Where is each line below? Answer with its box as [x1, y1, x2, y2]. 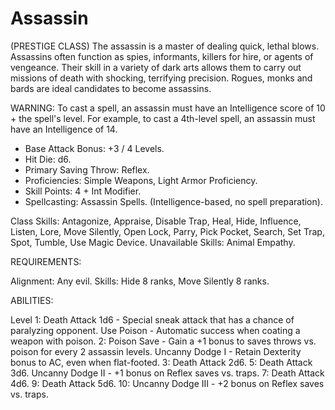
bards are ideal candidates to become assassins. [10, 82, 212, 94]
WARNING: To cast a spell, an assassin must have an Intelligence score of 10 [10, 102, 326, 114]
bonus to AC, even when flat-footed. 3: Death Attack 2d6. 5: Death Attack [10, 356, 313, 368]
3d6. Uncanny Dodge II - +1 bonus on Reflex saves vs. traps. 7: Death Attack [10, 367, 325, 379]
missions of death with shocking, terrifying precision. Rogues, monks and [10, 72, 313, 84]
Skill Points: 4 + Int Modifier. [24, 185, 142, 197]
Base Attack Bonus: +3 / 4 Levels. [24, 142, 165, 154]
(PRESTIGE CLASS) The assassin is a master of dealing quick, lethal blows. [10, 40, 320, 52]
